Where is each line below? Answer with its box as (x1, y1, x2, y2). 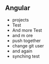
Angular (5, 4, 30, 12)
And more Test (12, 27, 43, 33)
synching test (12, 53, 40, 59)
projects (12, 17, 29, 22)
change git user (12, 43, 44, 48)
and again (12, 48, 33, 54)
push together (12, 38, 41, 43)
